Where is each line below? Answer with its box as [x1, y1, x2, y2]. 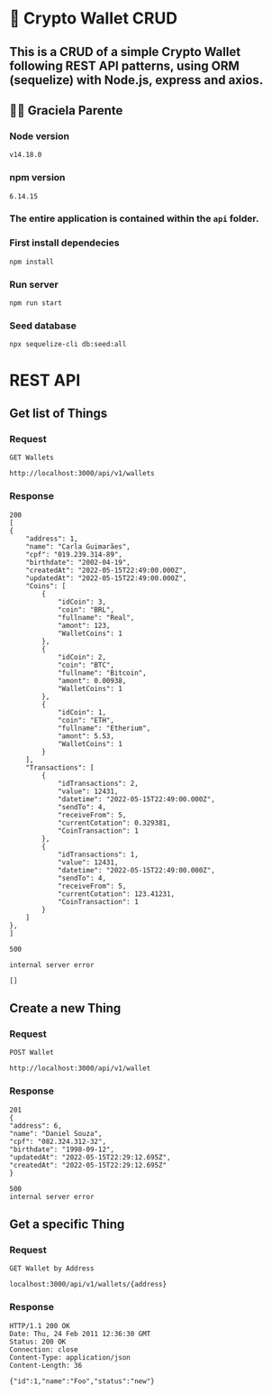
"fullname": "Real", [57, 613, 135, 622]
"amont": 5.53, [57, 731, 115, 741]
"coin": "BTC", [57, 660, 115, 669]
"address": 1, [25, 534, 78, 543]
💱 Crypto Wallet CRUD [9, 8, 178, 29]
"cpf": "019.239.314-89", [25, 549, 123, 559]
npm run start [9, 299, 63, 308]
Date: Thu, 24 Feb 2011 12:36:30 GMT [9, 1329, 151, 1338]
